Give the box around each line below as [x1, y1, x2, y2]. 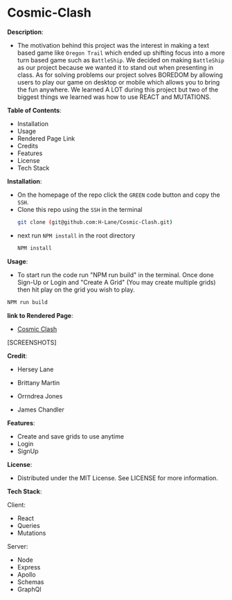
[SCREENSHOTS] [7, 338, 57, 346]
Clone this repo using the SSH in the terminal [17, 205, 143, 213]
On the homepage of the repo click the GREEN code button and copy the [17, 191, 220, 199]
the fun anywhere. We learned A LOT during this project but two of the [17, 85, 219, 94]
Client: [7, 500, 26, 509]
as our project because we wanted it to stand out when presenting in [17, 63, 214, 71]
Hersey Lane [17, 365, 54, 373]
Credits [17, 141, 39, 150]
